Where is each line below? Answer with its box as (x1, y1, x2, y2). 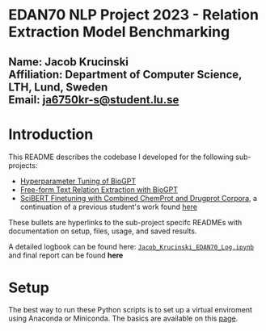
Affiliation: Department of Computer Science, (8, 67, 243, 82)
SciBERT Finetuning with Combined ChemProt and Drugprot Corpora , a (19, 193, 257, 203)
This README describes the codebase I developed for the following (8, 152, 234, 161)
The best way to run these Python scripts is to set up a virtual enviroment (8, 305, 253, 315)
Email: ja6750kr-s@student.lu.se (8, 93, 179, 107)
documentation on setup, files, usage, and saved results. (8, 226, 197, 236)
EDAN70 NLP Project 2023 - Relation (8, 6, 259, 24)
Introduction (8, 125, 94, 143)
